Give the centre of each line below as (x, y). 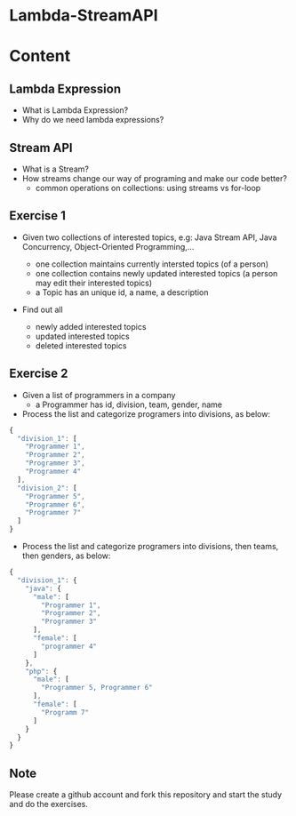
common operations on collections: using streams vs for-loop (148, 188)
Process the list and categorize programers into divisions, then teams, (150, 546)
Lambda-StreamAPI (84, 16)
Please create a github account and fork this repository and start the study (146, 795)
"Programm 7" (65, 712)
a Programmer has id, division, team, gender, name (128, 404)
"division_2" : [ (47, 488)
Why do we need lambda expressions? (93, 120)
